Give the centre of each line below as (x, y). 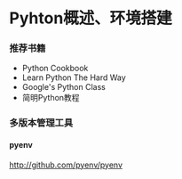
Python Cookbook (55, 69)
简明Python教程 (51, 98)
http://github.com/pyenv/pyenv (66, 165)
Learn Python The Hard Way (74, 77)
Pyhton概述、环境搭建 (91, 18)
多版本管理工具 (41, 123)
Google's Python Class (64, 87)
